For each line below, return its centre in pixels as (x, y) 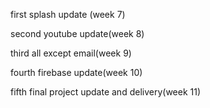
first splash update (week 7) (68, 14)
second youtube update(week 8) (77, 33)
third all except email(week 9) (71, 53)
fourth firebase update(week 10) (76, 72)
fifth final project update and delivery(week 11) (106, 92)
